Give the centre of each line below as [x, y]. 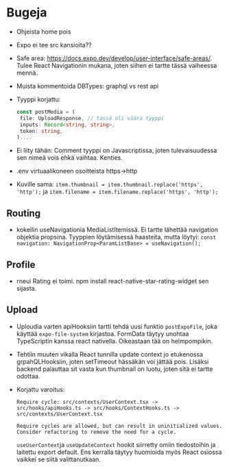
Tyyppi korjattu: [38, 99]
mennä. [27, 73]
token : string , [41, 131]
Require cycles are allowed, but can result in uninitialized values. [119, 426]
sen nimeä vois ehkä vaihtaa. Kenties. [69, 158]
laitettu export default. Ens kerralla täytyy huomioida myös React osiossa [119, 452]
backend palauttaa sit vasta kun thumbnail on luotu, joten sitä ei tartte [114, 369]
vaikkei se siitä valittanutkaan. [58, 459]
